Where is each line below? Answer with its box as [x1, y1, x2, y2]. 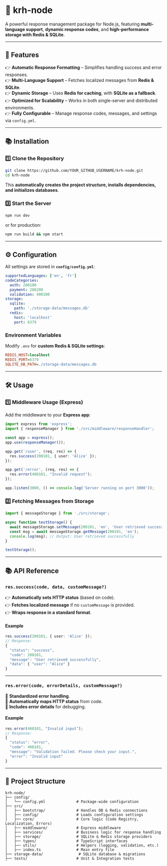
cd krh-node [5, 173, 30, 178]
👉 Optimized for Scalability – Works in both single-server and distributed [5, 97, 158, 103]
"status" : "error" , [9, 740, 50, 745]
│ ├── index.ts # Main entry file [5, 847, 114, 852]
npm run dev [5, 213, 30, 218]
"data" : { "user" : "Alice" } [9, 662, 70, 667]
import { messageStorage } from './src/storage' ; [5, 511, 110, 516]
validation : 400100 [9, 292, 50, 297]
